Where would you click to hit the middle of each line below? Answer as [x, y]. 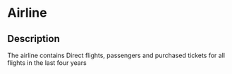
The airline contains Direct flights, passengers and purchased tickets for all [116, 55]
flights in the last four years [47, 63]
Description [33, 39]
